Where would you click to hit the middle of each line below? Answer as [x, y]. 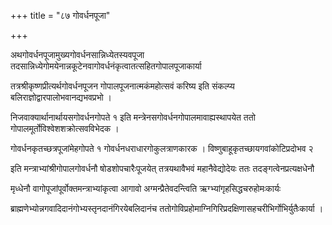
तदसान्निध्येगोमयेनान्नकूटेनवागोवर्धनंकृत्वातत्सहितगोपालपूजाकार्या [106, 66]
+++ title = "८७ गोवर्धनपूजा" [60, 15]
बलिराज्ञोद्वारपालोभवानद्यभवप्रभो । [61, 97]
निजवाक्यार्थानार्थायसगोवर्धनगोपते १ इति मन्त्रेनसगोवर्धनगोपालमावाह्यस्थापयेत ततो [133, 117]
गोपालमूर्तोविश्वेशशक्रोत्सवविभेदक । [65, 128]
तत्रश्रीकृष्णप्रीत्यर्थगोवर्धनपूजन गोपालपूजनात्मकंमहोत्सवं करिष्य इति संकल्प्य [122, 86]
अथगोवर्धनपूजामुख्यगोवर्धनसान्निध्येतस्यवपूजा [77, 54]
